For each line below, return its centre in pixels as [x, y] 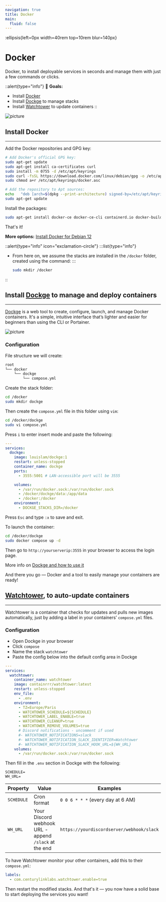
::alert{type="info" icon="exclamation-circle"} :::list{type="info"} [71, 246]
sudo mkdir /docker [32, 270]
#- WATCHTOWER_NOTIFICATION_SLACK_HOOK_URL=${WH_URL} [75, 744]
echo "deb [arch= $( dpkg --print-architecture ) [56, 194]
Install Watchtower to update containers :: [55, 107]
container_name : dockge [39, 467]
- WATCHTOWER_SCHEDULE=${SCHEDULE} [55, 712]
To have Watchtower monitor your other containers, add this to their [74, 861]
